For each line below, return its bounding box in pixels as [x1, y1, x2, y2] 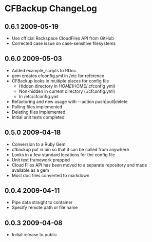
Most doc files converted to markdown [11, 172, 90, 178]
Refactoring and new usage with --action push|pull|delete [11, 99, 128, 104]
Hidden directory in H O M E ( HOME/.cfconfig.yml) [19, 83, 115, 89]
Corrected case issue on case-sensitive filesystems [11, 40, 116, 46]
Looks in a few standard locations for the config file [11, 152, 115, 158]
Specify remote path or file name [11, 204, 78, 210]
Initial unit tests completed [11, 114, 65, 120]
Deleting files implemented [11, 109, 66, 115]
